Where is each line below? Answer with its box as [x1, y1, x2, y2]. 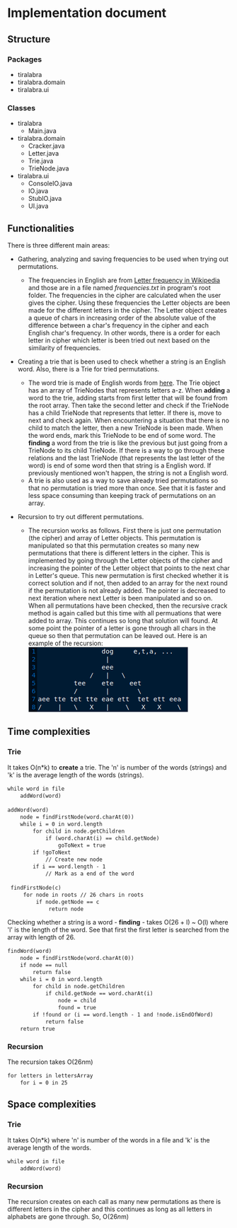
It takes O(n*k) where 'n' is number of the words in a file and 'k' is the [7, 1135, 210, 1144]
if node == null [20, 961, 69, 968]
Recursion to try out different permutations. [17, 512, 144, 521]
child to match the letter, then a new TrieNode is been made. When [28, 423, 224, 432]
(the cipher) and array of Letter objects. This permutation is [28, 533, 202, 542]
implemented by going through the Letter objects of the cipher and [28, 556, 223, 564]
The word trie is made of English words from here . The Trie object [28, 378, 221, 387]
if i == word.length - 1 [33, 863, 106, 870]
